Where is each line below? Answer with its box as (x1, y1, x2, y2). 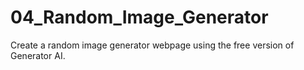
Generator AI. (10, 49, 66, 61)
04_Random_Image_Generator (10, 6, 269, 29)
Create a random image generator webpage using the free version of (10, 39, 295, 51)
